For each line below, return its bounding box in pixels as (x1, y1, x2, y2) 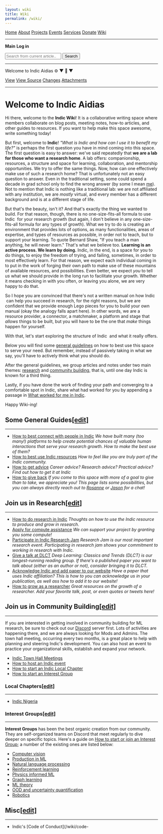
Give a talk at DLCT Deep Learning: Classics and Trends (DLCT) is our (12, 552, 153, 558)
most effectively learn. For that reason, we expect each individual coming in (5, 258, 157, 264)
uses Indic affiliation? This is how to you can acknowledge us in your (12, 573, 150, 579)
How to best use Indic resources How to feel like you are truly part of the (12, 454, 158, 460)
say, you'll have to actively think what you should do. (5, 353, 111, 359)
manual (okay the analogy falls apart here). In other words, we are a (5, 308, 140, 314)
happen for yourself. (5, 324, 46, 330)
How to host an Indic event (12, 660, 66, 666)
